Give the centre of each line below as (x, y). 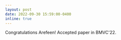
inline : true (18, 19)
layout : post (18, 10)
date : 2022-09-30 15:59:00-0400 (38, 14)
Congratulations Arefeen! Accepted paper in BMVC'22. (61, 33)
